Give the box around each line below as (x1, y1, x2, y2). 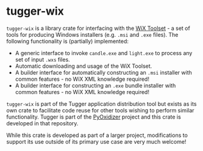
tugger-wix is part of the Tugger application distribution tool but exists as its (6, 100, 197, 108)
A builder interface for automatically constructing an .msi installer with (15, 68, 192, 76)
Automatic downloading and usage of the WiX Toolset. (15, 62, 152, 70)
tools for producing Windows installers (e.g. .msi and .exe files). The (6, 31, 179, 38)
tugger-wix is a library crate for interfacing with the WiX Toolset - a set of (6, 24, 190, 32)
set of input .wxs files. (15, 56, 70, 63)
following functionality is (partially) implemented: (6, 37, 129, 45)
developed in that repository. (6, 119, 79, 127)
